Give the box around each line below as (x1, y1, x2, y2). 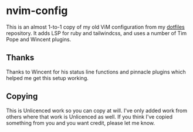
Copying (6, 92, 38, 102)
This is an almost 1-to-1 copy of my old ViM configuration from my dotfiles (6, 23, 185, 30)
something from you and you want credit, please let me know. (6, 119, 155, 126)
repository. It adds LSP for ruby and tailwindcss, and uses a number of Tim (6, 29, 187, 36)
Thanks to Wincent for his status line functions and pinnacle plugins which (6, 68, 186, 75)
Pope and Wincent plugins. (6, 36, 72, 43)
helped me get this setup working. (6, 74, 89, 81)
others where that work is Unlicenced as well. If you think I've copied (6, 113, 173, 120)
